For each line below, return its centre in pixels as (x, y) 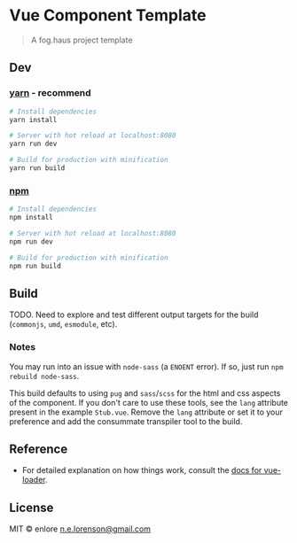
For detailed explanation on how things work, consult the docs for (142, 470)
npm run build (35, 266)
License (31, 507)
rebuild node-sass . (44, 376)
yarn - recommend (50, 93)
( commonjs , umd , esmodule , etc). (63, 324)
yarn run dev (33, 144)
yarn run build (37, 168)
